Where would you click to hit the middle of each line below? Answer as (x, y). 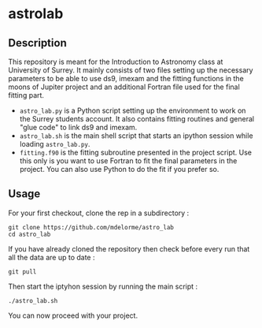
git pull (22, 272)
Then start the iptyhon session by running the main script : (103, 286)
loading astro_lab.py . (55, 144)
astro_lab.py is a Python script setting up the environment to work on (133, 110)
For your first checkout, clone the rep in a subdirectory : (99, 213)
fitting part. (26, 95)
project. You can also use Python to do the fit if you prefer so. (119, 169)
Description (37, 43)
